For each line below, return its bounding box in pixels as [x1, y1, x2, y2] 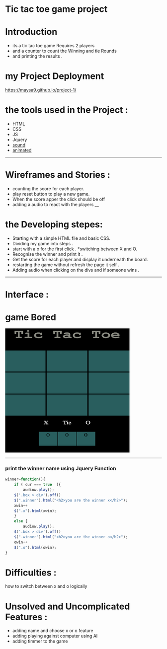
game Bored [5, 312, 56, 323]
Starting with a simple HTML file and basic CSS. [12, 235, 111, 241]
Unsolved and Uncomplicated [5, 601, 130, 612]
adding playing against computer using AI [12, 633, 98, 639]
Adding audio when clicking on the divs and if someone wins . [12, 267, 140, 273]
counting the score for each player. [12, 185, 84, 192]
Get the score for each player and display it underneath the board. [12, 256, 148, 262]
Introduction [5, 26, 58, 38]
